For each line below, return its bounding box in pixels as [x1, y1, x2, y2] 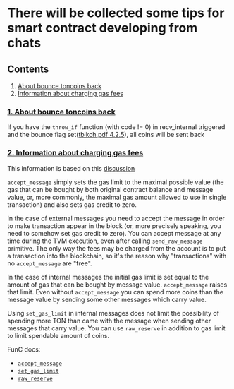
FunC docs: [7, 345, 41, 354]
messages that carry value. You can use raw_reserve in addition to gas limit [7, 323, 226, 333]
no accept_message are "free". [7, 259, 93, 268]
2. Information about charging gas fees [7, 148, 144, 158]
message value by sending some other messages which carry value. [7, 295, 207, 304]
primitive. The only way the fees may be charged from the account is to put [7, 244, 226, 252]
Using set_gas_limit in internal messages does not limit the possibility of [7, 309, 220, 317]
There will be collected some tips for [7, 5, 225, 21]
